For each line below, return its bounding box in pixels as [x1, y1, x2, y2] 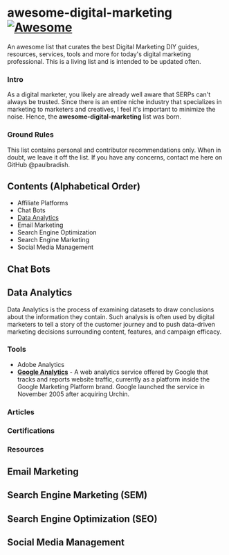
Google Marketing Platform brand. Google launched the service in [17, 382, 205, 391]
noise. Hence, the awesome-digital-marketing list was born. [7, 112, 182, 121]
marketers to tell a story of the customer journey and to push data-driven [7, 320, 216, 328]
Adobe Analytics [17, 360, 64, 368]
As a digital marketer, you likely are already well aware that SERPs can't [7, 90, 211, 99]
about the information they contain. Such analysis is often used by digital [7, 312, 214, 321]
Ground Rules [7, 130, 54, 139]
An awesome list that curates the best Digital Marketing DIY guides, [7, 42, 199, 51]
